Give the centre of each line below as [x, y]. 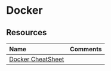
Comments [86, 49]
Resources [27, 33]
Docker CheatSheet [37, 59]
